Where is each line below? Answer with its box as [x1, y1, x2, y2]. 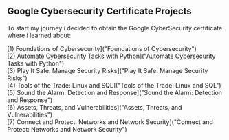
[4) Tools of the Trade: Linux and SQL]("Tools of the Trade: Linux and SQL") [7, 81, 221, 89]
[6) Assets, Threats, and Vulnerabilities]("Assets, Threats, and [7, 103, 182, 111]
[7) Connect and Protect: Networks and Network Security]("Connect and [7, 117, 213, 126]
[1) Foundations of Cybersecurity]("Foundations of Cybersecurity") [7, 44, 197, 52]
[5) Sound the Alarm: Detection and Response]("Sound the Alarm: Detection [7, 88, 222, 97]
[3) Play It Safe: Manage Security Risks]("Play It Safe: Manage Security [7, 66, 208, 74]
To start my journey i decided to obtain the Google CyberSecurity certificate [7, 23, 223, 32]
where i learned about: [7, 31, 72, 39]
